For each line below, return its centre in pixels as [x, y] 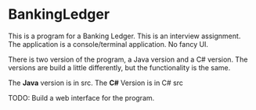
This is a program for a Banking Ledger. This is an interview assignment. [124, 36]
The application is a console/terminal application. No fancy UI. [108, 44]
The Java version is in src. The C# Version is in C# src [96, 83]
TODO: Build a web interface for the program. [81, 98]
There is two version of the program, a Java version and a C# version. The [128, 59]
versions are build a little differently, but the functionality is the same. [119, 67]
